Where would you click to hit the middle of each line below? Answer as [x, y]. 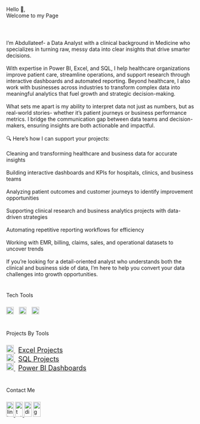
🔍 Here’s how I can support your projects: [58, 139]
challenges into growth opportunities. [52, 274]
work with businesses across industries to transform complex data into [93, 87]
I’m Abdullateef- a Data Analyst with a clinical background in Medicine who [98, 43]
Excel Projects [40, 350]
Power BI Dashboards [52, 368]
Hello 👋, [16, 9]
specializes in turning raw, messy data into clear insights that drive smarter [98, 49]
